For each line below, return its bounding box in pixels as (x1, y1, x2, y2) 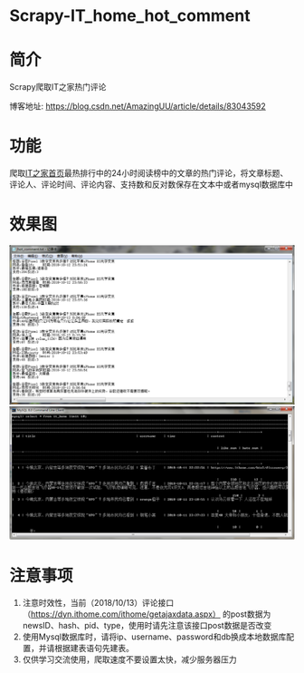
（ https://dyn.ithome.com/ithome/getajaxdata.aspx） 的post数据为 (22, 609, 271, 619)
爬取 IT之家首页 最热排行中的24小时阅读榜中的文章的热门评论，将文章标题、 (9, 168, 289, 179)
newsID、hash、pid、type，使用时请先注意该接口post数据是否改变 (22, 619, 272, 630)
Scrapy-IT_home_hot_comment (9, 5, 251, 26)
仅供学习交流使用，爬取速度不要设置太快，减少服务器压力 (22, 654, 237, 665)
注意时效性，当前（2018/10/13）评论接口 (22, 597, 175, 608)
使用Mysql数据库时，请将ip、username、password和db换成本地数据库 (22, 631, 287, 642)
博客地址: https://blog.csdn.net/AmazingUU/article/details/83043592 (9, 101, 267, 112)
